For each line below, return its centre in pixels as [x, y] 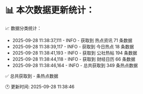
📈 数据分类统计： [23, 28]
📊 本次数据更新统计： [50, 10]
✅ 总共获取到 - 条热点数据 [32, 76]
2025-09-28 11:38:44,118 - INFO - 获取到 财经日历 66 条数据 [74, 59]
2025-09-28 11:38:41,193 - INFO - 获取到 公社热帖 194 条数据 [75, 52]
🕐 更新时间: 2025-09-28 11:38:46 [40, 86]
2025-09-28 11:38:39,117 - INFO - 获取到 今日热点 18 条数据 [73, 46]
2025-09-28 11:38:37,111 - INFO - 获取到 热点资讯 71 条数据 [72, 40]
